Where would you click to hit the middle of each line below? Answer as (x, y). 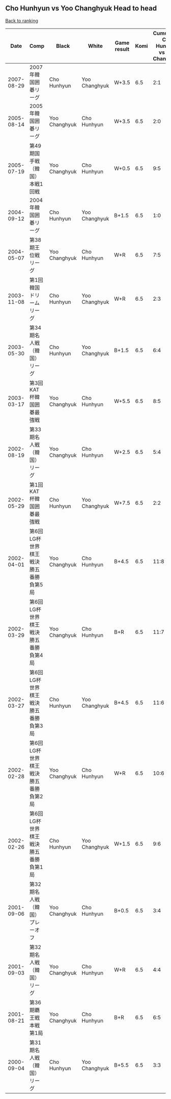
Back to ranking (22, 20)
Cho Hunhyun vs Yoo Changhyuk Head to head (81, 8)
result (122, 49)
